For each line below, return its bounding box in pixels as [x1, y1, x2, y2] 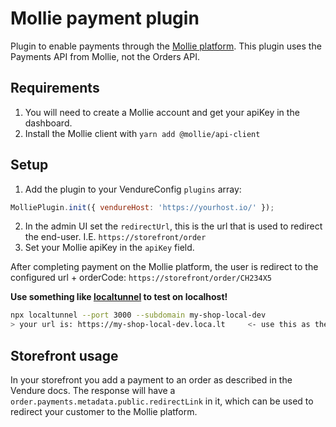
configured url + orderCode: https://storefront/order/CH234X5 [10, 272, 272, 284]
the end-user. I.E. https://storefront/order [24, 231, 207, 243]
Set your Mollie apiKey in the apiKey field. [24, 242, 195, 254]
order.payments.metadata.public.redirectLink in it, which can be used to [10, 395, 314, 407]
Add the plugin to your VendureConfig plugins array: [24, 183, 242, 195]
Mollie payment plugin [10, 7, 200, 30]
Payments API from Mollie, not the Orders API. [10, 50, 201, 62]
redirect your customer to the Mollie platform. [10, 406, 198, 417]
